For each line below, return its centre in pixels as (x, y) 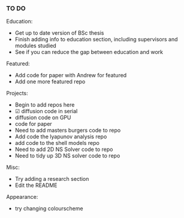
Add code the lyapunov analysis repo (61, 137)
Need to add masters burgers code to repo (68, 131)
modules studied (36, 46)
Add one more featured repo (50, 81)
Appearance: (22, 197)
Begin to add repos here (45, 105)
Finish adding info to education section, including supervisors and (96, 40)
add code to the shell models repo (57, 143)
